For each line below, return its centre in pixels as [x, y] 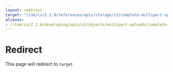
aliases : [15, 20]
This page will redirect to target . [40, 64]
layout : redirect [24, 10]
